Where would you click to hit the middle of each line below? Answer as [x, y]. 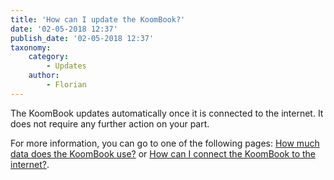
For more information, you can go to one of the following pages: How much [165, 143]
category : [49, 57]
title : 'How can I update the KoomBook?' [98, 19]
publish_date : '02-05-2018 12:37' [82, 38]
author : [44, 76]
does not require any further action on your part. [110, 123]
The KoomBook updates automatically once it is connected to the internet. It [167, 113]
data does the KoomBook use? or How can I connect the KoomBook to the [163, 153]
